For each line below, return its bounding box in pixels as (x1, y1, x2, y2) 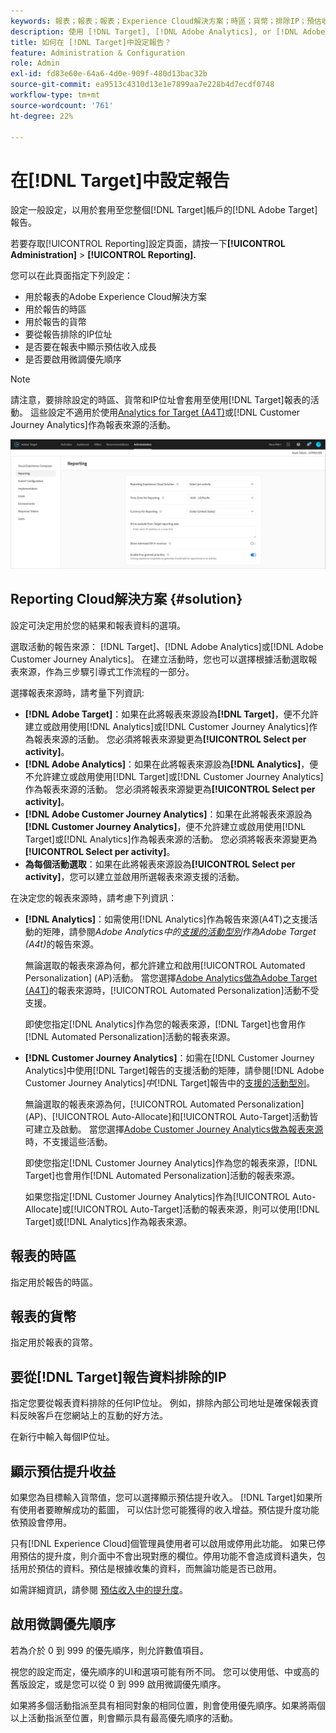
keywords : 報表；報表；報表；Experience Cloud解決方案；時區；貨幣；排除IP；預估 (10, 16, 322, 26)
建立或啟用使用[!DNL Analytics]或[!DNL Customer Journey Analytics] (24, 720, 310, 732)
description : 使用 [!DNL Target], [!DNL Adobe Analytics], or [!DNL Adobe (10, 26, 326, 37)
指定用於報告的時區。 (10, 1276, 98, 1288)
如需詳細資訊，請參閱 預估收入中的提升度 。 (10, 1584, 188, 1596)
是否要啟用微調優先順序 (24, 353, 122, 365)
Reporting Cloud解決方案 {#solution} (10, 591, 243, 608)
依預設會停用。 (10, 1516, 72, 1529)
